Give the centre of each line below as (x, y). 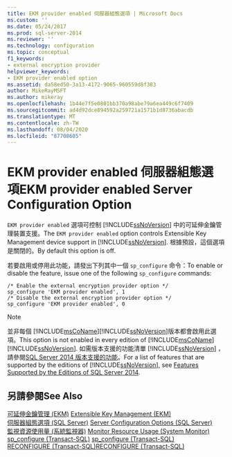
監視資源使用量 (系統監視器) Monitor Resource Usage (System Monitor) (108, 431)
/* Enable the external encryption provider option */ (88, 286)
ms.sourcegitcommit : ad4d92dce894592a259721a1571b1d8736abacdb (100, 110)
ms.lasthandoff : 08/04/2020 (48, 129)
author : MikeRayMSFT (37, 91)
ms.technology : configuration (51, 46)
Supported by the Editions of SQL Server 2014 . (74, 373)
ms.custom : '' (28, 20)
